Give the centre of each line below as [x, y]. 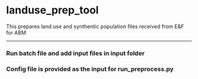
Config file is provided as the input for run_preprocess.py [90, 69]
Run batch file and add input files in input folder [75, 53]
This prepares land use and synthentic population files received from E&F [95, 26]
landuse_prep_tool [52, 10]
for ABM [16, 32]
